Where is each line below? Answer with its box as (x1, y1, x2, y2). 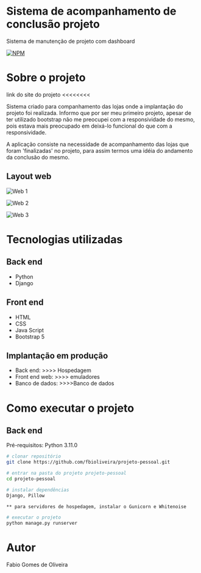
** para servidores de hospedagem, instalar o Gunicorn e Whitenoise (6, 503, 187, 509)
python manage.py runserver (6, 520, 78, 527)
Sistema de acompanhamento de (6, 4, 177, 18)
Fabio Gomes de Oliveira (6, 561, 68, 569)
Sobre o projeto (6, 71, 86, 85)
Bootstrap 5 (15, 333, 45, 340)
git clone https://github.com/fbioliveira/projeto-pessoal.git (6, 459, 171, 465)
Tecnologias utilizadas (6, 232, 123, 246)
